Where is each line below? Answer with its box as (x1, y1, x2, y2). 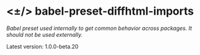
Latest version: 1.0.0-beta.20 (6, 43, 79, 50)
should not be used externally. (6, 31, 83, 38)
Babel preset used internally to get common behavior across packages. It (6, 24, 192, 32)
